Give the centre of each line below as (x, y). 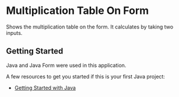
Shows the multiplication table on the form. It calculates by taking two (90, 27)
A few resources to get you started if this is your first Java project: (85, 76)
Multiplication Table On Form (78, 11)
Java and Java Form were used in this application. (66, 65)
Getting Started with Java (45, 88)
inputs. (14, 33)
